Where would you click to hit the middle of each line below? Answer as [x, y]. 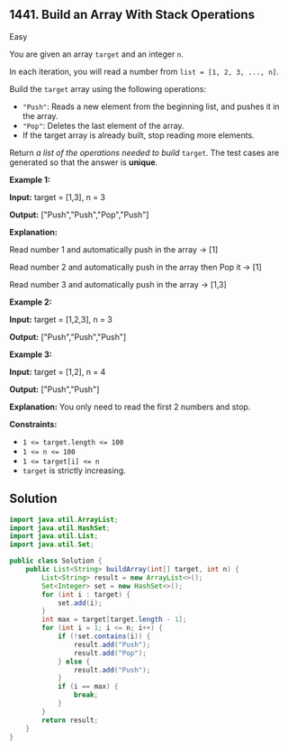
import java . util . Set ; [52, 544]
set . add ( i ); [80, 603]
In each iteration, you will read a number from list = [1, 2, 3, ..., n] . [144, 71]
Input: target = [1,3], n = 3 [58, 197]
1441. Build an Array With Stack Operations [132, 15]
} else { [74, 662]
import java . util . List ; [54, 536]
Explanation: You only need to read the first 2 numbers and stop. [130, 407]
